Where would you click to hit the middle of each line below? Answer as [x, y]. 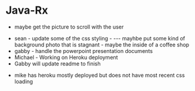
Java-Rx [27, 10]
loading [24, 81]
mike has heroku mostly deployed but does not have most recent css [100, 75]
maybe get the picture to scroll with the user [69, 27]
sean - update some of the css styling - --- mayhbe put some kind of [100, 38]
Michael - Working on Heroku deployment [66, 57]
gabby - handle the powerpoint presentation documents [83, 51]
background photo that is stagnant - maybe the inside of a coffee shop [102, 45]
